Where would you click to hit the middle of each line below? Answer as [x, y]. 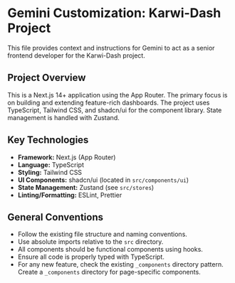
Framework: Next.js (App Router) [67, 157]
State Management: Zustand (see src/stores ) [86, 187]
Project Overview [47, 78]
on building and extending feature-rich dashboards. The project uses [109, 102]
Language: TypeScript [51, 164]
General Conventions [55, 217]
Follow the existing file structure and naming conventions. [102, 234]
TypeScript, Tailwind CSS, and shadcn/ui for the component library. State [115, 110]
